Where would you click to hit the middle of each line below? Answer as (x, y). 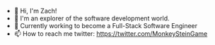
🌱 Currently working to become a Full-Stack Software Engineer (106, 26)
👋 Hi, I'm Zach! (35, 11)
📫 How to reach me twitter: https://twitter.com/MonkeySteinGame (111, 34)
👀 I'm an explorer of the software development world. (92, 18)
